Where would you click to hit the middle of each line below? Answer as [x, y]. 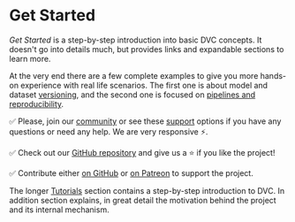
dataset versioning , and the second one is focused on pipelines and [132, 95]
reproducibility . [37, 103]
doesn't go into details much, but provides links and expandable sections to [147, 49]
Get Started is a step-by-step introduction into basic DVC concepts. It [136, 40]
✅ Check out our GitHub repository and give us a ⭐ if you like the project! [142, 152]
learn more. [30, 58]
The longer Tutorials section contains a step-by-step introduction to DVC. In [147, 190]
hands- [273, 75]
